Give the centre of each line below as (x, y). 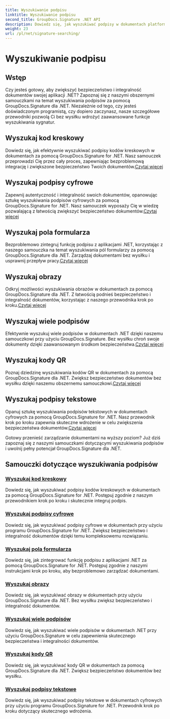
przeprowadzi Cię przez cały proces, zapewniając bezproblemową (75, 161)
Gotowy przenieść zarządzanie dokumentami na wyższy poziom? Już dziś (83, 437)
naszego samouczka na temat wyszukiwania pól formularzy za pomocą (80, 250)
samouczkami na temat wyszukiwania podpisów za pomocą (68, 100)
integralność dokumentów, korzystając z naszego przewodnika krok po (79, 300)
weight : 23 (17, 29)
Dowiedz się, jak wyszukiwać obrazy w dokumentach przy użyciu (74, 595)
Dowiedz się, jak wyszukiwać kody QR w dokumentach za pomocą (75, 665)
